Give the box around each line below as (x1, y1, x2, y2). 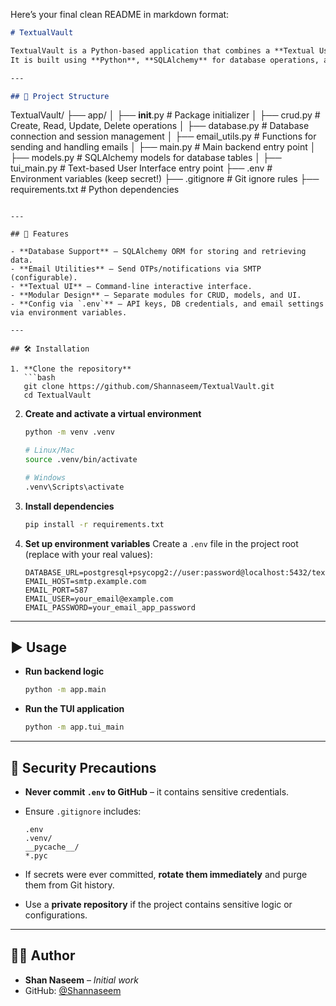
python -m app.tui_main (24, 722, 125, 733)
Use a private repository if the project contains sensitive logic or (24, 899, 293, 910)
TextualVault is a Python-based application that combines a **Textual (10, 45, 315, 56)
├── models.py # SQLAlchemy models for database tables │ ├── (10, 152, 282, 164)
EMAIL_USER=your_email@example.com (24, 594, 174, 604)
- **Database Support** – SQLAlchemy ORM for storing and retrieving (10, 247, 307, 257)
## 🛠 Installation (10, 344, 90, 354)
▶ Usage (10, 639, 68, 656)
